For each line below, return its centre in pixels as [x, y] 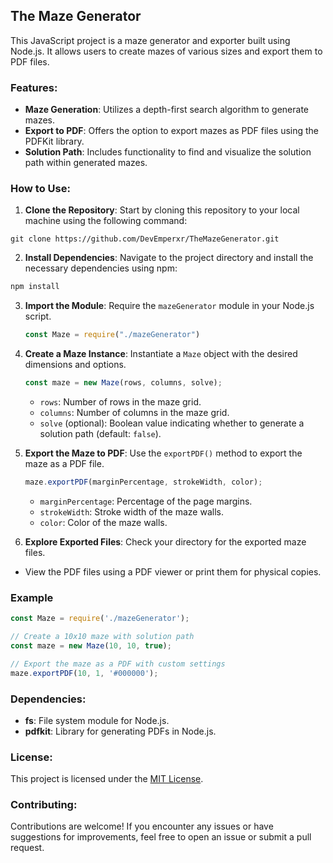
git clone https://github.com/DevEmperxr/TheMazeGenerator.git [145, 239]
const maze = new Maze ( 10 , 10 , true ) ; [91, 645]
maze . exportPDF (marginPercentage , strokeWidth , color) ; [143, 482]
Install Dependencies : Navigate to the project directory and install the [169, 258]
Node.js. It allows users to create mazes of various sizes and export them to [166, 51]
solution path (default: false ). [100, 434]
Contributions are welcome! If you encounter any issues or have [142, 826]
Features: [34, 87]
